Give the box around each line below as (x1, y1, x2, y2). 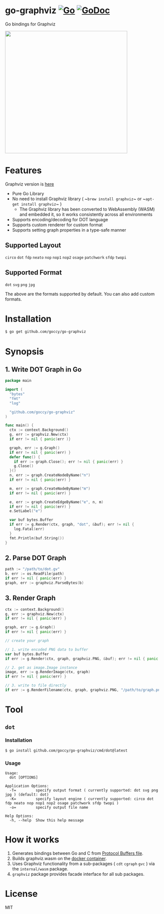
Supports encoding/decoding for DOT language (12, 216, 108, 222)
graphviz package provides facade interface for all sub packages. (12, 871, 145, 877)
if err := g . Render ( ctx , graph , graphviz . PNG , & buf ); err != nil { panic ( (5, 656, 161, 661)
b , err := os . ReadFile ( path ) (5, 571, 64, 576)
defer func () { (9, 454, 41, 460)
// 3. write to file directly (5, 683, 67, 688)
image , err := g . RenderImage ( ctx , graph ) (5, 670, 91, 675)
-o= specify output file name (9, 805, 89, 810)
